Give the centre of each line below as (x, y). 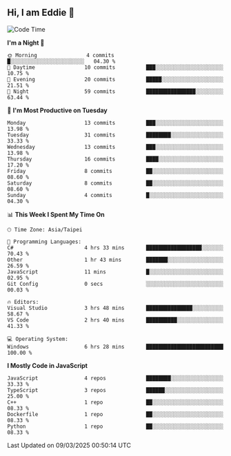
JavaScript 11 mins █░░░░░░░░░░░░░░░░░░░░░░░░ (115, 272)
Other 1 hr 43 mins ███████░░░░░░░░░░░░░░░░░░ (115, 260)
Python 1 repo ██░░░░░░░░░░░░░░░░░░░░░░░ (115, 426)
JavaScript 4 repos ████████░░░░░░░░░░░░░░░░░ (115, 378)
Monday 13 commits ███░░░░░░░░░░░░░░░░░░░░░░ (115, 123)
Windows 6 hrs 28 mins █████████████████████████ (115, 346)
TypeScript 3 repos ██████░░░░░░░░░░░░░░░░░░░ (115, 390)
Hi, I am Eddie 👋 (41, 13)
